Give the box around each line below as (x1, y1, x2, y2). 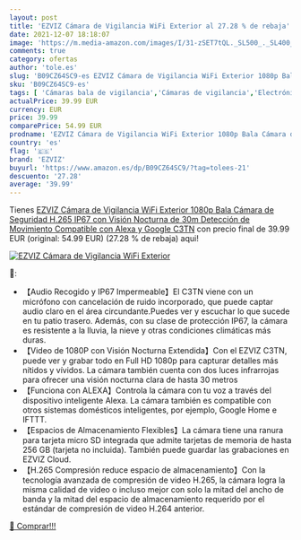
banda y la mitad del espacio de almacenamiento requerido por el (21, 494, 265, 505)
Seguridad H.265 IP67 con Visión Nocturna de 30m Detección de (9, 214, 251, 225)
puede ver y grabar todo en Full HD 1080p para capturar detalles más (21, 355, 279, 366)
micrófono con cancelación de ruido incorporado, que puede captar (21, 297, 274, 308)
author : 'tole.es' (9, 64, 78, 73)
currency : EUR (9, 105, 63, 114)
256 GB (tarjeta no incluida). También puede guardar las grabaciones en (21, 445, 289, 456)
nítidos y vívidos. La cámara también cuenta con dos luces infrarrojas (21, 365, 279, 376)
